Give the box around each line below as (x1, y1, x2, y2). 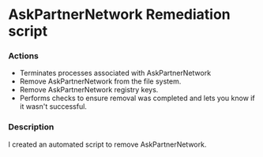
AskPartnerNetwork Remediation (8, 6, 231, 24)
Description (8, 121, 54, 133)
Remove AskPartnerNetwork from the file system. (19, 77, 182, 86)
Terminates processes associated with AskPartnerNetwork (19, 69, 212, 78)
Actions (8, 50, 39, 62)
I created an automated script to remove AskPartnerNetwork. (8, 140, 207, 149)
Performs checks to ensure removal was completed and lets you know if (19, 93, 255, 103)
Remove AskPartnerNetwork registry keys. (19, 85, 159, 95)
